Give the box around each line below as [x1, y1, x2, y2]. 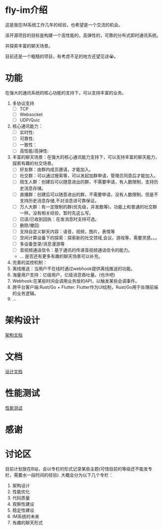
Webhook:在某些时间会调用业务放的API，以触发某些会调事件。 [12, 278, 140, 284]
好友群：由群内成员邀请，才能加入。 [19, 167, 94, 173]
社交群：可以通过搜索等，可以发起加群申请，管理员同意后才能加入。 [19, 173, 159, 178]
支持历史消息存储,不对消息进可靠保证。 [19, 197, 99, 203]
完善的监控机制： [12, 260, 47, 265]
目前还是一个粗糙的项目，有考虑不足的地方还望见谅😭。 [5, 53, 119, 59]
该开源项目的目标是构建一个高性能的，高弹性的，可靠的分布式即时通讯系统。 [5, 32, 161, 38]
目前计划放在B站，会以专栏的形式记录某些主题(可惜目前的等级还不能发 [5, 466, 148, 472]
